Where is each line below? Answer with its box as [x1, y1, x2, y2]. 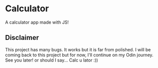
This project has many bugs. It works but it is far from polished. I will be [5, 46, 151, 52]
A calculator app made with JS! [5, 19, 69, 25]
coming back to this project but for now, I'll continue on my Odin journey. [5, 52, 154, 58]
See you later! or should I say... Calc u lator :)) [5, 57, 98, 63]
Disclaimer [5, 34, 39, 42]
